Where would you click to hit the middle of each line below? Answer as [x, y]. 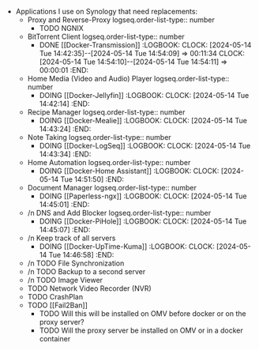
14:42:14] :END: [64, 103]
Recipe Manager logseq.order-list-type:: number [106, 112]
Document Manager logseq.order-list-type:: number [112, 188]
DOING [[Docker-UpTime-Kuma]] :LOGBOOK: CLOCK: [127, 247]
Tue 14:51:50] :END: [92, 179]
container [55, 339]
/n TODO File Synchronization [76, 263]
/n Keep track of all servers [71, 238]
